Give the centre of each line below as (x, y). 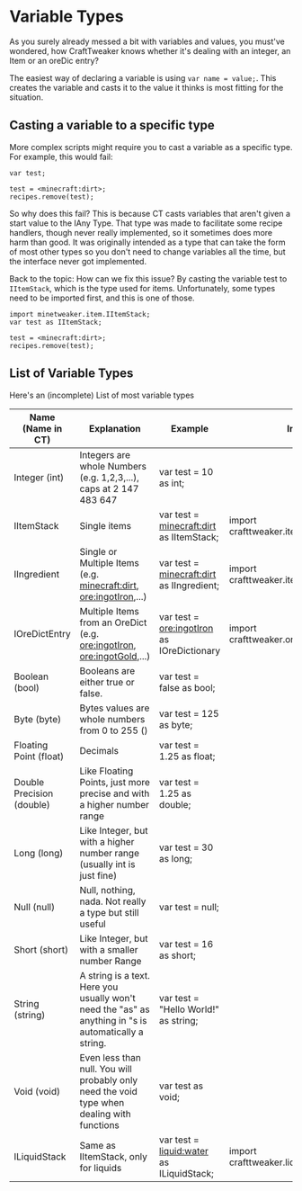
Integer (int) (39, 477)
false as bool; (187, 687)
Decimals (99, 750)
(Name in (42, 428)
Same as (98, 1145)
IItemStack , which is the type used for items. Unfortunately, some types (142, 288)
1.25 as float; (187, 756)
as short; (177, 955)
